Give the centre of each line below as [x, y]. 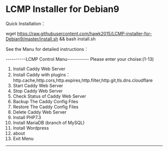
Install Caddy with [31, 75]
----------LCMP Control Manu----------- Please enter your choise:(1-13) [80, 59]
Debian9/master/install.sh [32, 39]
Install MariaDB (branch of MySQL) [49, 123]
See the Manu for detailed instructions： [47, 49]
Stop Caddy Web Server [38, 91]
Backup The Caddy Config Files [46, 101]
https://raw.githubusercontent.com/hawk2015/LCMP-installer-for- [84, 33]
